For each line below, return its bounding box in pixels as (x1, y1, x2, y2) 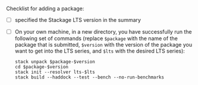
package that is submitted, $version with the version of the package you (14, 41, 192, 48)
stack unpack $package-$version (14, 59, 95, 65)
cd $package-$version (14, 64, 68, 70)
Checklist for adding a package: (6, 5, 84, 12)
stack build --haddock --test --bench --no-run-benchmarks (14, 74, 165, 80)
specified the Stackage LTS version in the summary (14, 17, 142, 23)
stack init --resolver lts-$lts (14, 69, 95, 76)
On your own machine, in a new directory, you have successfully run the (14, 28, 192, 35)
